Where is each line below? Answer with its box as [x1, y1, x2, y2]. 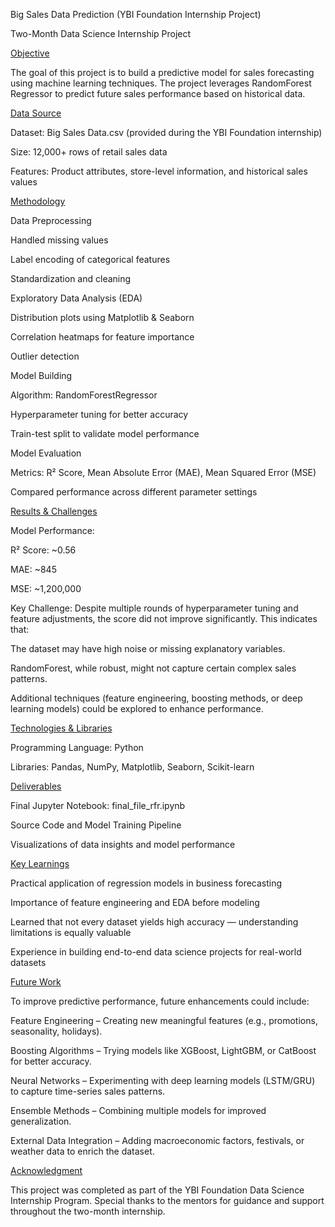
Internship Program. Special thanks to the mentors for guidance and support [10, 1195, 325, 1206]
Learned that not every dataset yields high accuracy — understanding [10, 916, 299, 928]
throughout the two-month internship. [10, 1205, 166, 1217]
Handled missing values [10, 234, 109, 246]
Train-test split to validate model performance [10, 428, 200, 439]
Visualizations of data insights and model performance [10, 839, 236, 850]
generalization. [10, 1115, 72, 1127]
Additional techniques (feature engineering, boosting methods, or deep [10, 692, 303, 704]
